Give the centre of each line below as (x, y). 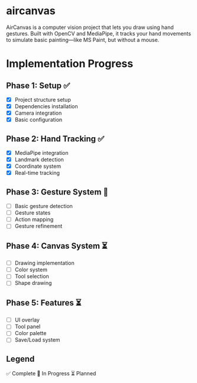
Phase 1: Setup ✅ (38, 85)
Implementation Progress (70, 64)
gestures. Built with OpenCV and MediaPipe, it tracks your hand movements (98, 33)
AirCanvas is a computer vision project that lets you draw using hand (90, 27)
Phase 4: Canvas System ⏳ (57, 246)
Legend (20, 359)
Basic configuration (38, 120)
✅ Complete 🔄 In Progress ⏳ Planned (51, 374)
